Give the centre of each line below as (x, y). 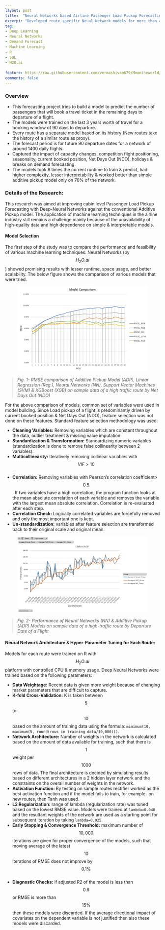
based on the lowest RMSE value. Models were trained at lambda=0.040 (84, 810)
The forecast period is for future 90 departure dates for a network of (82, 144)
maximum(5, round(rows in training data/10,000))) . (66, 732)
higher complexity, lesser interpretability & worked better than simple (82, 175)
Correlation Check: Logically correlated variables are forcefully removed (86, 513)
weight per (23, 757)
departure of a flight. (33, 117)
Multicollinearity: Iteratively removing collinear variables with (75, 456)
